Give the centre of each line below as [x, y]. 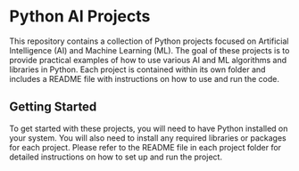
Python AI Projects [80, 16]
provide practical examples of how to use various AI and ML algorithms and [148, 60]
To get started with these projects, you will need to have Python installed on [149, 128]
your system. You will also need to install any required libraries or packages [148, 138]
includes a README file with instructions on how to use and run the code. [144, 78]
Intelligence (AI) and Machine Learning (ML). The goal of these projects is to [149, 50]
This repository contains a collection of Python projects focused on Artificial [149, 41]
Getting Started [53, 107]
